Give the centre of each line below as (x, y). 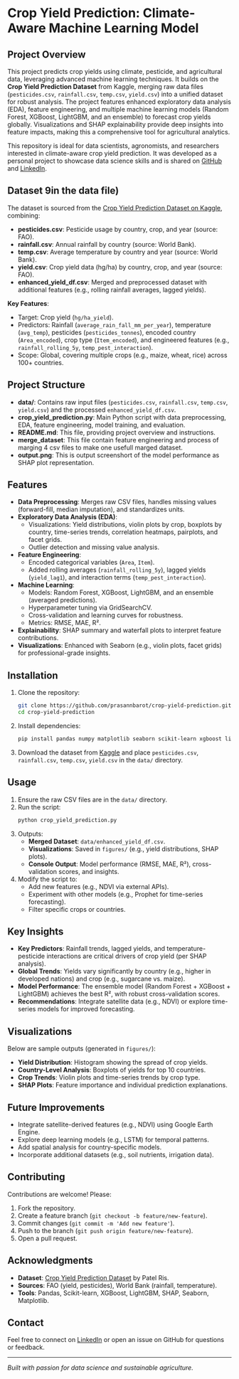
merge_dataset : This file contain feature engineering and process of (118, 440)
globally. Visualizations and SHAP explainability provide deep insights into (116, 124)
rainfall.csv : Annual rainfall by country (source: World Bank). (107, 244)
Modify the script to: (47, 879)
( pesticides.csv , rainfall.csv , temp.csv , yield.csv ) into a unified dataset (115, 94)
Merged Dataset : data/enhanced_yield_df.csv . (97, 841)
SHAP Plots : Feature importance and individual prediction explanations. (122, 1085)
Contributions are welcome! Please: (59, 1194)
